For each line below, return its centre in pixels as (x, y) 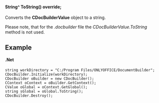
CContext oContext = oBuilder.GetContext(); (51, 83)
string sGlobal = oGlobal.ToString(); (44, 91)
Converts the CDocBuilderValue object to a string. (56, 17)
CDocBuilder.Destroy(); (29, 95)
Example (18, 47)
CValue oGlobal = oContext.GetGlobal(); (47, 87)
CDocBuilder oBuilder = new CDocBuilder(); (50, 78)
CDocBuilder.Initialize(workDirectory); (47, 74)
